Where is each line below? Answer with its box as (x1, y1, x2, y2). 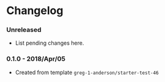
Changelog (6, 4, 64, 18)
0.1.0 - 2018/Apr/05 (6, 54, 66, 63)
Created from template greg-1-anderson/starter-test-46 (15, 69, 159, 76)
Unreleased (6, 26, 42, 34)
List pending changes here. (15, 39, 84, 47)
